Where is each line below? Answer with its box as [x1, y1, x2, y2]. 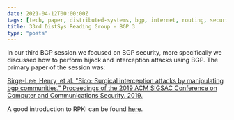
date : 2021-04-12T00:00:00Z [7, 10, 89, 17]
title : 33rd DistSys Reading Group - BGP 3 [7, 23, 136, 30]
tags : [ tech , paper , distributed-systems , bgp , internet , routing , [7, 17, 208, 24]
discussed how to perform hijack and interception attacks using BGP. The [7, 56, 218, 65]
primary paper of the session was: [7, 63, 106, 71]
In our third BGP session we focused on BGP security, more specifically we [7, 49, 222, 57]
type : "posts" [7, 29, 49, 37]
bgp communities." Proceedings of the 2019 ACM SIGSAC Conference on [7, 84, 217, 92]
